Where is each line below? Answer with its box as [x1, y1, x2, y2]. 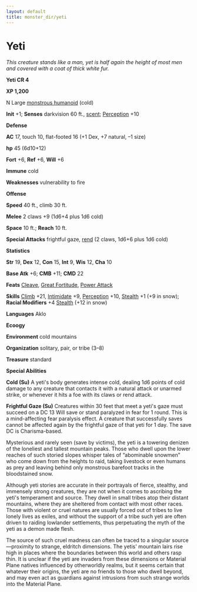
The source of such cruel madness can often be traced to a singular [6, 537, 171, 544]
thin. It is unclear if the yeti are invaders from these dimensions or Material [6, 556, 186, 563]
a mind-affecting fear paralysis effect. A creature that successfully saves [6, 415, 183, 422]
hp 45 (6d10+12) [6, 145, 46, 152]
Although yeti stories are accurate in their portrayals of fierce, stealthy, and [6, 481, 188, 489]
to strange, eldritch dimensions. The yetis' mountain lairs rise [35, 543, 183, 550]
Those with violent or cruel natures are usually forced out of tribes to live [6, 507, 182, 514]
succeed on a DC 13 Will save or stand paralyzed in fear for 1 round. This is [6, 409, 188, 416]
